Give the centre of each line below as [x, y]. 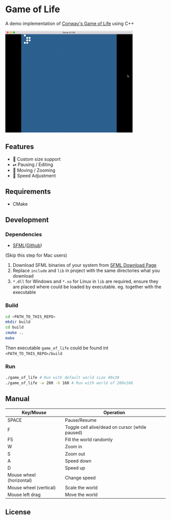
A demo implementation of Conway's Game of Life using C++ [70, 23]
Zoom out [75, 454]
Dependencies [24, 234]
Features [20, 147]
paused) [74, 432]
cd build [15, 327]
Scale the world [81, 487]
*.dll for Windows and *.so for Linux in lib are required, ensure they [85, 282]
